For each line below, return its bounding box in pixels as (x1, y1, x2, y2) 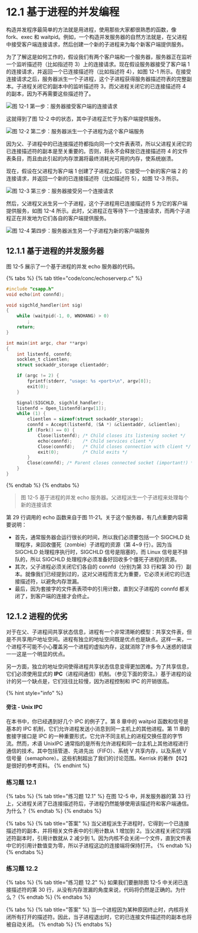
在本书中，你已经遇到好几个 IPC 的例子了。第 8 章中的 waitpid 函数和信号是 (6, 717, 189, 725)
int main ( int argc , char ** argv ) (6, 340, 88, 346)
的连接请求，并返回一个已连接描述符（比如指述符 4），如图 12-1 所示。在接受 (6, 68, 192, 75)
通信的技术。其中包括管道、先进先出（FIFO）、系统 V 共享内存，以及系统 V (6, 747, 187, 754)
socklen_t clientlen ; (16, 357, 70, 362)
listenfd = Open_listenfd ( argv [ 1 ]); (16, 405, 107, 411)
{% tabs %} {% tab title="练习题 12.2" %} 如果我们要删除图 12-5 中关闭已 (6, 879, 183, 886)
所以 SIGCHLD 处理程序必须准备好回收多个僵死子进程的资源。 (30, 555, 180, 563)
